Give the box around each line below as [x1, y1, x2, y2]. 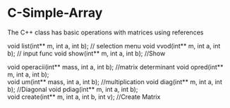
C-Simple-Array [7, 5, 103, 21]
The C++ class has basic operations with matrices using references [7, 28, 204, 36]
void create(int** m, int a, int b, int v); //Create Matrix [7, 93, 161, 101]
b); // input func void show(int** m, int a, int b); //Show [7, 49, 166, 58]
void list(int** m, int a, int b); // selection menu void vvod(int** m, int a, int [7, 41, 221, 50]
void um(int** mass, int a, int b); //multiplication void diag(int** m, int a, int [7, 77, 222, 86]
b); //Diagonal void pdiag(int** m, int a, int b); [7, 85, 138, 93]
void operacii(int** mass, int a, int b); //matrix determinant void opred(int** [7, 62, 224, 71]
